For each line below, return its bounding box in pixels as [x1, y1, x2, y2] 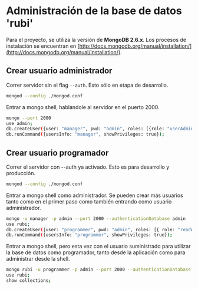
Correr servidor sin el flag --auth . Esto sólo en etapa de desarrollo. [6, 81, 169, 88]
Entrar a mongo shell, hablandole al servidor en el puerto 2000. [6, 103, 160, 110]
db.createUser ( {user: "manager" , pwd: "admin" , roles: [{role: [6, 126, 165, 132]
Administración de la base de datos [6, 4, 182, 18]
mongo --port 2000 [6, 115, 51, 121]
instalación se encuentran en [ [6, 42, 80, 50]
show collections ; [6, 278, 51, 284]
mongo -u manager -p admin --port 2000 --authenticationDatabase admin [6, 215, 186, 222]
